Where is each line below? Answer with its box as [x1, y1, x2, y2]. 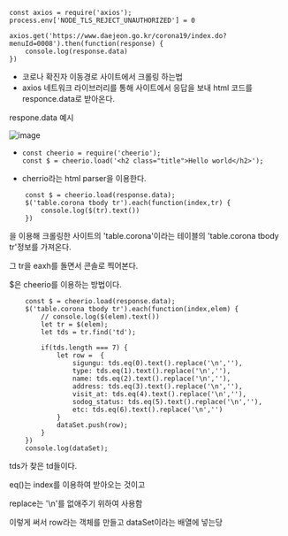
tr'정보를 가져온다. [9, 241, 72, 252]
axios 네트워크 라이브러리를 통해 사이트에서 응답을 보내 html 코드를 [21, 82, 254, 93]
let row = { [56, 351, 104, 360]
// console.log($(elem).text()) [41, 312, 161, 321]
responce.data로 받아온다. [21, 94, 116, 103]
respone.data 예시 [9, 112, 74, 123]
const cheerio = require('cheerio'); [21, 149, 162, 157]
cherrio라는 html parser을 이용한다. [21, 173, 148, 183]
